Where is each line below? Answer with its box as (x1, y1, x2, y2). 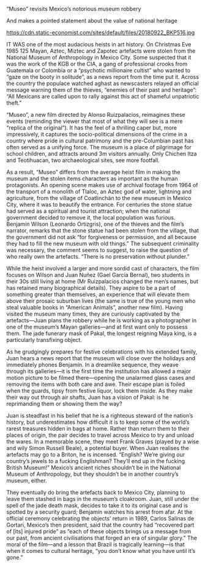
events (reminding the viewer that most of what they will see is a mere (6, 117, 183, 125)
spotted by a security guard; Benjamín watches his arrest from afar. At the (6, 508, 193, 516)
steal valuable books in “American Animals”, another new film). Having (6, 304, 184, 311)
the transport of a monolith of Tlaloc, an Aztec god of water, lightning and (6, 188, 192, 195)
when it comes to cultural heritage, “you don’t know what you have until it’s (6, 547, 196, 554)
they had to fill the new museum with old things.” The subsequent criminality (6, 240, 199, 247)
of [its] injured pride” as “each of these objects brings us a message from (6, 528, 192, 535)
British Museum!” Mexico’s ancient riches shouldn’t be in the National (6, 464, 181, 471)
